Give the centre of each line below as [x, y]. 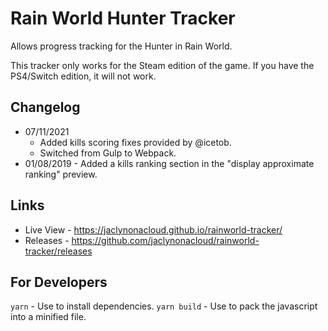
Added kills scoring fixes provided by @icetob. [135, 142]
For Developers [59, 282]
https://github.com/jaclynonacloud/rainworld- [165, 240]
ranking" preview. [61, 174]
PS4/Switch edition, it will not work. [83, 76]
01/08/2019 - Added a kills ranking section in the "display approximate [169, 163]
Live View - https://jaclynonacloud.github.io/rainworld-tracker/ [153, 229]
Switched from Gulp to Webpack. [108, 153]
